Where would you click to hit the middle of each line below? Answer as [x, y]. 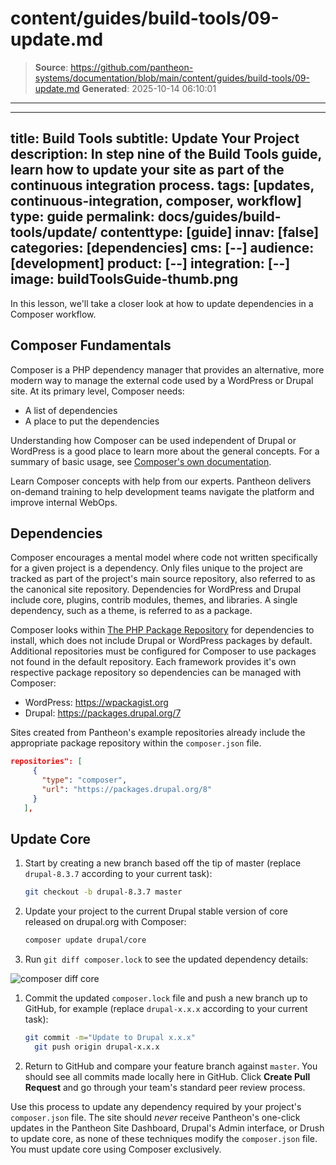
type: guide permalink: [82, 217]
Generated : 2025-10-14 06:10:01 [149, 88]
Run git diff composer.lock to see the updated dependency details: [166, 959]
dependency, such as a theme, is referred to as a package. [131, 611]
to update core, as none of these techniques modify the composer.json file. [164, 1138]
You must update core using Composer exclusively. [116, 1149]
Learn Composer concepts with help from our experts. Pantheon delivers [161, 481]
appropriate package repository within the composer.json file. [136, 743]
